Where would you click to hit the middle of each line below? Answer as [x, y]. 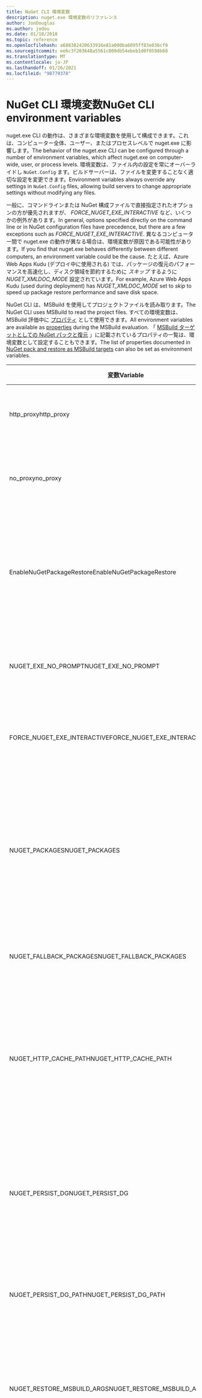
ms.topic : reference [32, 40]
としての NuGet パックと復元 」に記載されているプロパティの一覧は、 [103, 335]
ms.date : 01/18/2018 [32, 34]
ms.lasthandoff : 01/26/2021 [41, 68]
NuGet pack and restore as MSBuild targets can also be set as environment [99, 349]
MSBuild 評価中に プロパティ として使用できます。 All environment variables [100, 320]
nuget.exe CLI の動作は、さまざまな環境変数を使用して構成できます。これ [98, 135]
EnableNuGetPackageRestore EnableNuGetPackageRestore [93, 572]
